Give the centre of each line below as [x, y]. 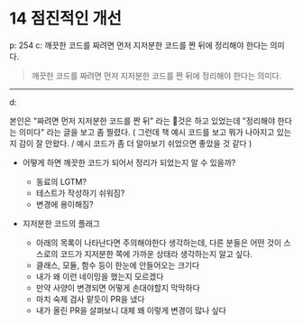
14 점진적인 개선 [65, 19]
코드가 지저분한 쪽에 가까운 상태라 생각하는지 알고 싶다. [156, 254]
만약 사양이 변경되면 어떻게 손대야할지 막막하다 [118, 287]
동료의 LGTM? [61, 181]
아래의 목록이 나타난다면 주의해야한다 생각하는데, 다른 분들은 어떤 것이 [159, 242]
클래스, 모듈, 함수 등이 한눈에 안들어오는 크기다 [118, 265]
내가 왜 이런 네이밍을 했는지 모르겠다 [100, 276]
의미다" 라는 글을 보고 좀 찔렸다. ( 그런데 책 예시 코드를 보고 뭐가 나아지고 [147, 132]
